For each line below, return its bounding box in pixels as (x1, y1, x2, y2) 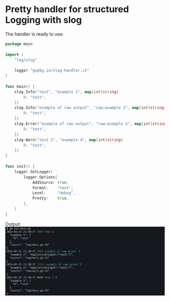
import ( (5, 52, 24, 57)
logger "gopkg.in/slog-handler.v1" (14, 68, 90, 73)
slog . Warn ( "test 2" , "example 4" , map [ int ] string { (14, 137, 123, 142)
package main (5, 41, 33, 46)
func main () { (5, 84, 35, 89)
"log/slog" (14, 57, 37, 63)
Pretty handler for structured (5, 4, 129, 15)
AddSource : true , (32, 180, 69, 185)
